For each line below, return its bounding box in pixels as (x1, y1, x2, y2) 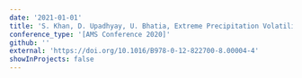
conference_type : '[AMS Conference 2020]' (9, 30, 171, 39)
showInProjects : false (9, 55, 94, 64)
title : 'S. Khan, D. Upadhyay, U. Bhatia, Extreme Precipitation (9, 22, 259, 30)
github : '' (9, 38, 50, 48)
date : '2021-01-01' (9, 13, 83, 22)
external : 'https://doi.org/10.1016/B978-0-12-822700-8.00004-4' (9, 47, 259, 56)
